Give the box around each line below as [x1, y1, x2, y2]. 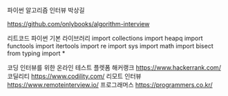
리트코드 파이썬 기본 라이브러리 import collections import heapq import [7, 34, 203, 42]
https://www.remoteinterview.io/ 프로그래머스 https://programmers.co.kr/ [7, 81, 213, 88]
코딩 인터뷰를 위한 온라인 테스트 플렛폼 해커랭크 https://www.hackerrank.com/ [7, 64, 221, 71]
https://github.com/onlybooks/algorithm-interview [7, 20, 150, 28]
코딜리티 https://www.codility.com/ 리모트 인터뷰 [7, 72, 142, 80]
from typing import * [7, 49, 66, 57]
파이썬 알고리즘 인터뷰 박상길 [7, 6, 85, 14]
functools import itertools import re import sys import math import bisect [7, 42, 213, 50]
